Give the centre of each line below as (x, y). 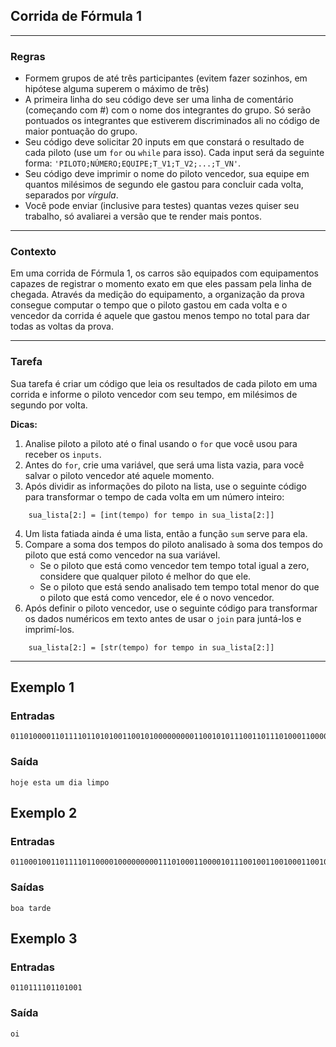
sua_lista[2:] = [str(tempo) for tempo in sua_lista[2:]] (151, 647)
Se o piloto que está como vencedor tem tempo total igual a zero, (174, 565)
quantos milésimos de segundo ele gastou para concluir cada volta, (164, 185)
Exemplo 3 (44, 939)
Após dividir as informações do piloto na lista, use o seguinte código (165, 486)
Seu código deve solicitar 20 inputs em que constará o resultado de (164, 142)
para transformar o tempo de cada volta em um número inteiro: (154, 496)
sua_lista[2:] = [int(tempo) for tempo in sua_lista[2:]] (151, 515)
